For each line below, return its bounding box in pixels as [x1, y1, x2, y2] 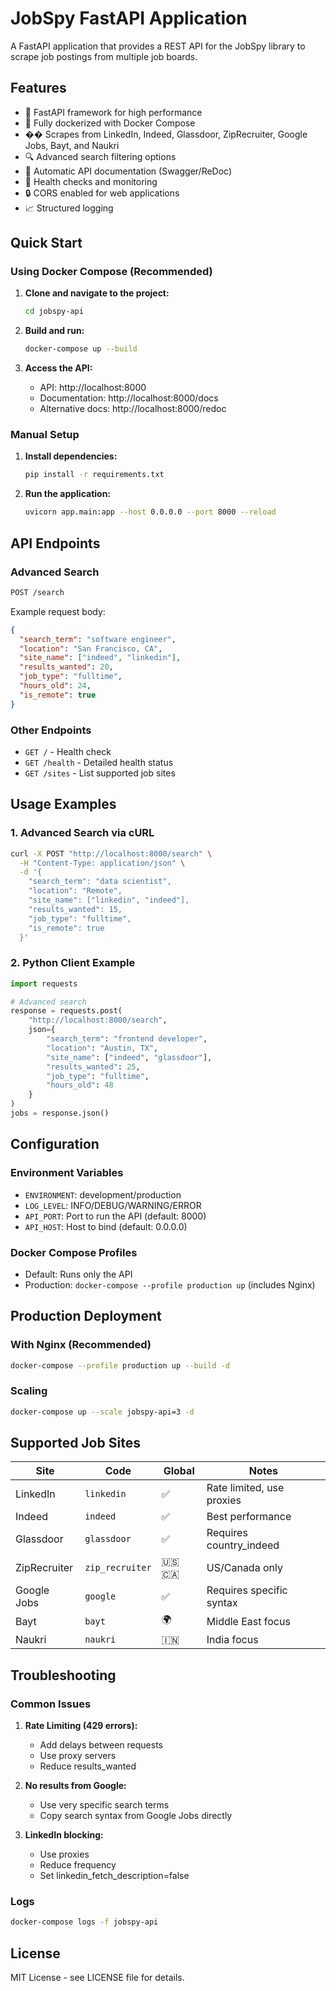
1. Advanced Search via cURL [10, 826, 155, 840]
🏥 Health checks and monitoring [24, 175, 158, 187]
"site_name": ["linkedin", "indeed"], [28, 895, 190, 906]
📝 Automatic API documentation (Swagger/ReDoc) [24, 165, 233, 177]
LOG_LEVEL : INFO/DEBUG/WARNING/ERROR [24, 1199, 202, 1211]
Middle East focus [206, 1614, 291, 1628]
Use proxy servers [39, 1750, 117, 1762]
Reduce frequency [39, 1859, 117, 1871]
